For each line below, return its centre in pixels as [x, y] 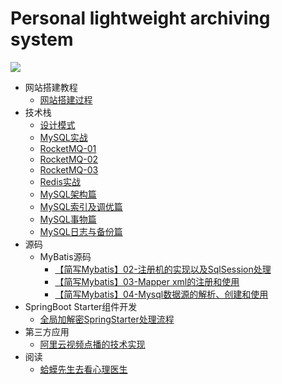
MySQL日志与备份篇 [81, 231]
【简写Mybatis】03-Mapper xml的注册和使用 [147, 281]
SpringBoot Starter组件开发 [81, 306]
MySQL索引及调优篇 [81, 206]
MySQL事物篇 [68, 219]
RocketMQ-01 [68, 148]
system [42, 39]
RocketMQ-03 [69, 169]
